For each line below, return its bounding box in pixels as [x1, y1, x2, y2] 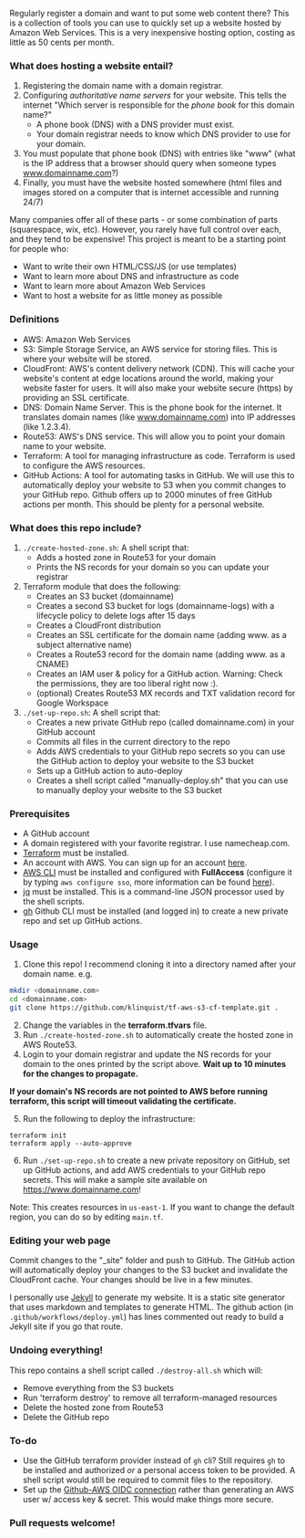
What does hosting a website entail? [9, 59, 174, 72]
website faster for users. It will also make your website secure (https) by [22, 382, 293, 393]
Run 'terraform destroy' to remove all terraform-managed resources [22, 1392, 278, 1403]
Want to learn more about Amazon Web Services [22, 280, 207, 291]
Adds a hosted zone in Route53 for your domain [36, 551, 217, 562]
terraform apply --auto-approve [9, 1139, 132, 1148]
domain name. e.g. [22, 968, 93, 979]
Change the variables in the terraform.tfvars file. [22, 1020, 208, 1031]
